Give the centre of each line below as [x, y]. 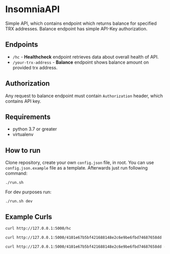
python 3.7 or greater [35, 129]
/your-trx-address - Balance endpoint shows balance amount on [81, 62]
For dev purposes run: [28, 192]
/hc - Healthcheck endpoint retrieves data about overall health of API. [86, 57]
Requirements [28, 117]
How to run [23, 150]
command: [16, 174]
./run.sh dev [19, 201]
